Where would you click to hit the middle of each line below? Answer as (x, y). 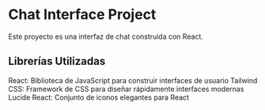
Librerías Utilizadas (57, 61)
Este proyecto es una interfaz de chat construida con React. (106, 36)
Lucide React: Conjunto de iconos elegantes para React (99, 97)
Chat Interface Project (82, 15)
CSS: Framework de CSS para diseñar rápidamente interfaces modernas (126, 89)
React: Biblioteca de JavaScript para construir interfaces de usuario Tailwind (133, 80)
